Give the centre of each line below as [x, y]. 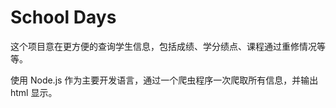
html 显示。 [34, 92]
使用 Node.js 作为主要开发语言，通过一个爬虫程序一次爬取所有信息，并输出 [164, 80]
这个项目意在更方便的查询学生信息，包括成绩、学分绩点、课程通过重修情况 [163, 46]
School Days [63, 17]
